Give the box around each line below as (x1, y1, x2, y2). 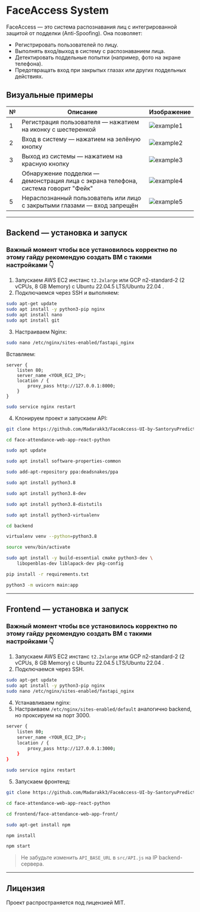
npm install (6, 832, 36, 839)
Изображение (148, 108, 191, 116)
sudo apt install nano (6, 312, 62, 318)
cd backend (6, 522, 33, 529)
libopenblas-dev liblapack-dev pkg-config (17, 561, 124, 567)
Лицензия (6, 883, 45, 894)
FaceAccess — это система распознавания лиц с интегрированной (6, 23, 177, 30)
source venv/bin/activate (6, 544, 70, 550)
